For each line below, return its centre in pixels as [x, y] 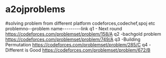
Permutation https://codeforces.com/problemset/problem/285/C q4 [77, 44]
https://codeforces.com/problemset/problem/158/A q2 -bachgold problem [83, 34]
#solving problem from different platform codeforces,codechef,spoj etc [80, 23]
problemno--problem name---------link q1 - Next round [64, 28]
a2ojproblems [35, 9]
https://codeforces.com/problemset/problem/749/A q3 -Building [73, 39]
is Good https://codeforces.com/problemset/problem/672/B [88, 50]
